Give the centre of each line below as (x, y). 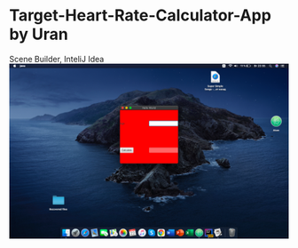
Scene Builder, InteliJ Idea (57, 59)
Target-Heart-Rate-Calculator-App (141, 16)
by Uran (39, 34)
